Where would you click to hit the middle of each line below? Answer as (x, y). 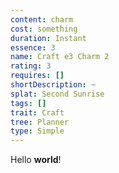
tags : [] (28, 103)
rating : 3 (31, 66)
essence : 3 (33, 47)
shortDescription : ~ (53, 85)
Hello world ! (36, 160)
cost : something (44, 29)
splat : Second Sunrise (57, 94)
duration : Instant (48, 38)
